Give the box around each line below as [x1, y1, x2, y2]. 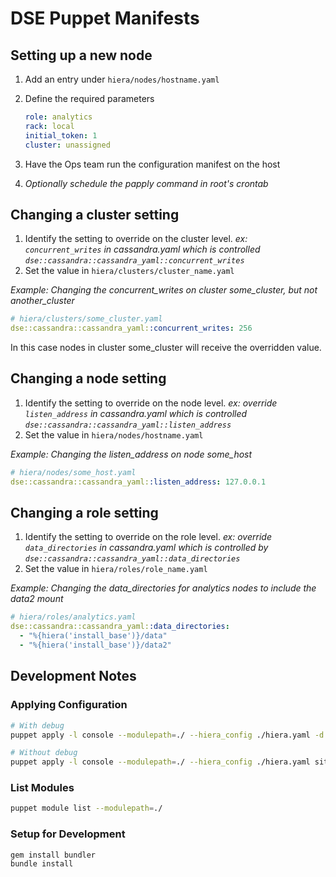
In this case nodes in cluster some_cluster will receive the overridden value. [10, 342, 322, 354]
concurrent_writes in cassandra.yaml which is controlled [24, 243, 261, 256]
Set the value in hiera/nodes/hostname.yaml [24, 428, 204, 441]
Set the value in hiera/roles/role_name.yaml [24, 563, 208, 575]
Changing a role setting [10, 505, 159, 522]
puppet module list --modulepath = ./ [10, 803, 163, 814]
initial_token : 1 [24, 130, 98, 141]
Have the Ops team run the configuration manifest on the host [24, 158, 281, 170]
